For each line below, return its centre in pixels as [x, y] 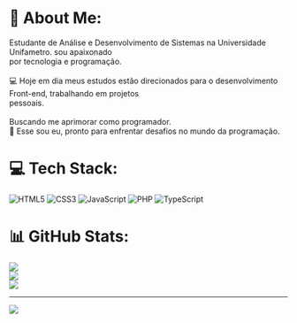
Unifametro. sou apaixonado [61, 51]
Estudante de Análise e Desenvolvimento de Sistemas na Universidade [138, 42]
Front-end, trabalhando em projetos [74, 93]
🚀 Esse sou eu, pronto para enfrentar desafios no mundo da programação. [145, 131]
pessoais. [27, 103]
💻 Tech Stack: [64, 169]
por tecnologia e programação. [65, 61]
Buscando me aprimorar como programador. [90, 121]
